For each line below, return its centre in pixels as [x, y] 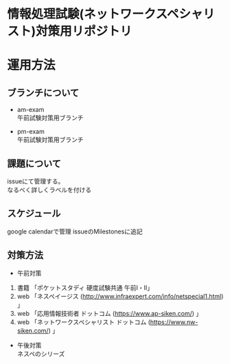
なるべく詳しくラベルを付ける [49, 190]
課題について [34, 163]
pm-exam [31, 132]
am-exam [31, 110]
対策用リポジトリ [84, 31]
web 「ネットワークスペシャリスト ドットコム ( [84, 322]
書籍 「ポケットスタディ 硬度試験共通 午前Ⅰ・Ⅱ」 [85, 287]
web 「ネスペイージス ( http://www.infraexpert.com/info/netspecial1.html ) [120, 296]
